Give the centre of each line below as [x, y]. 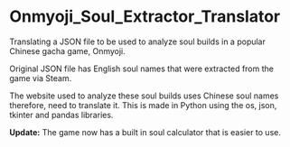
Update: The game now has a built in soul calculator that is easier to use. [145, 132]
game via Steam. [41, 78]
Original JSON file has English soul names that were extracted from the [141, 69]
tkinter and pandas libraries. [61, 115]
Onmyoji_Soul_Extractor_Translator [145, 17]
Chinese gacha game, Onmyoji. [68, 51]
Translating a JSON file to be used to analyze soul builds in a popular [138, 41]
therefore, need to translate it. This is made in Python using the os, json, [143, 105]
